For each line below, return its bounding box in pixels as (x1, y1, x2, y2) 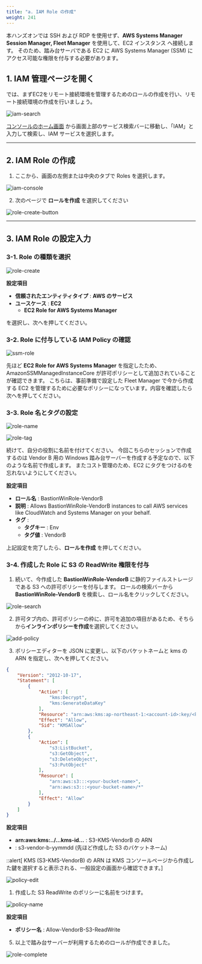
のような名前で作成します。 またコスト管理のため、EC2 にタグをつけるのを (6, 462, 193, 469)
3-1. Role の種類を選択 (6, 253, 71, 261)
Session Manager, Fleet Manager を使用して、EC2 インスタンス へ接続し (6, 39, 189, 46)
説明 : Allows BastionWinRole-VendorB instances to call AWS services (14, 502, 188, 509)
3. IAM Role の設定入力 (6, 233, 91, 244)
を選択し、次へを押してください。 (6, 319, 91, 326)
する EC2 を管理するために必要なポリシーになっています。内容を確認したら (6, 385, 192, 392)
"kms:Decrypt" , (49, 695, 87, 701)
